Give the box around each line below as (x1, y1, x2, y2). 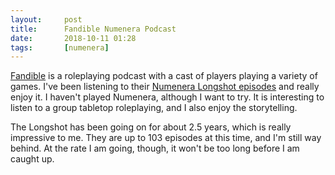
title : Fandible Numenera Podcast (10, 24, 177, 34)
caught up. (10, 153, 55, 165)
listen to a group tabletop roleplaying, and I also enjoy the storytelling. (10, 102, 298, 114)
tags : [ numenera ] (10, 42, 110, 53)
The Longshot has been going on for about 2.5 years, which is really (10, 121, 292, 133)
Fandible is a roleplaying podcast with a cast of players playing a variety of (10, 70, 318, 82)
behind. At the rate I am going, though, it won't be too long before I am (10, 142, 300, 155)
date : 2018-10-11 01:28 (10, 33, 137, 43)
